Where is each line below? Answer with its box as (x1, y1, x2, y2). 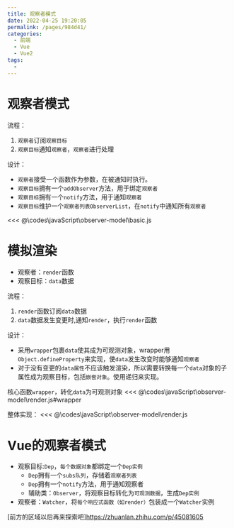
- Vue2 (13, 50, 33, 57)
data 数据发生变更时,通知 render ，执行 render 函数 (17, 315, 158, 324)
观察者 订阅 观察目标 (17, 136, 68, 144)
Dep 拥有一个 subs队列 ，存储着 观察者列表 (28, 471, 137, 480)
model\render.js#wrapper (7, 395, 82, 404)
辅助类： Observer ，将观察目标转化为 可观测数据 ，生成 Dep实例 (28, 489, 199, 497)
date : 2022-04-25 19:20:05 (7, 17, 87, 24)
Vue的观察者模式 (7, 437, 107, 453)
